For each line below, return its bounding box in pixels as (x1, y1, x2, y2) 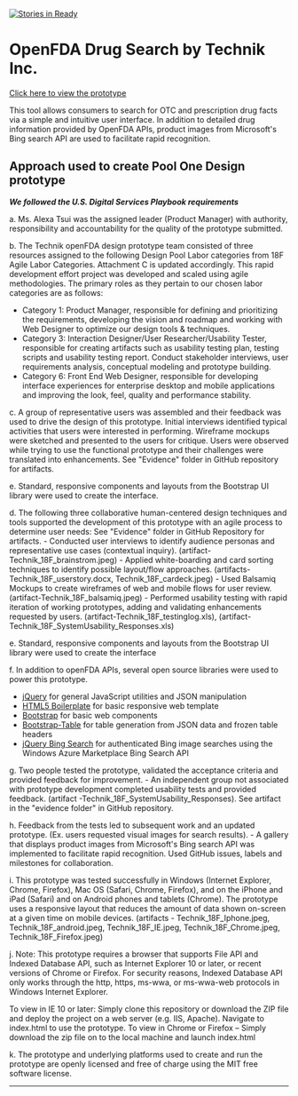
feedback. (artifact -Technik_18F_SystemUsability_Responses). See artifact (9, 793, 281, 804)
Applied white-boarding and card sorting (124, 554, 274, 565)
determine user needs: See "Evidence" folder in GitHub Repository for (9, 526, 265, 536)
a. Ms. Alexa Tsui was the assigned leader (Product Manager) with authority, (9, 213, 288, 224)
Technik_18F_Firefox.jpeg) (9, 931, 104, 941)
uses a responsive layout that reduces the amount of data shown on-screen (9, 902, 286, 914)
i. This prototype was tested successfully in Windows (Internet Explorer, (9, 875, 272, 886)
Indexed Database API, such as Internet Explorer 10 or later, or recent (9, 957, 262, 968)
